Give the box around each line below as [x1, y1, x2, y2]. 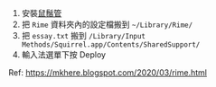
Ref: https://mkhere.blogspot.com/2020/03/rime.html [8, 67, 207, 78]
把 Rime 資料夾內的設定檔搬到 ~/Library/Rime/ [21, 19, 193, 30]
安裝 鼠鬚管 [21, 8, 62, 18]
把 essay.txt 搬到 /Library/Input [21, 30, 146, 40]
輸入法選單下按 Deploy [21, 49, 106, 60]
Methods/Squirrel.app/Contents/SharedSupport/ [21, 40, 201, 49]
